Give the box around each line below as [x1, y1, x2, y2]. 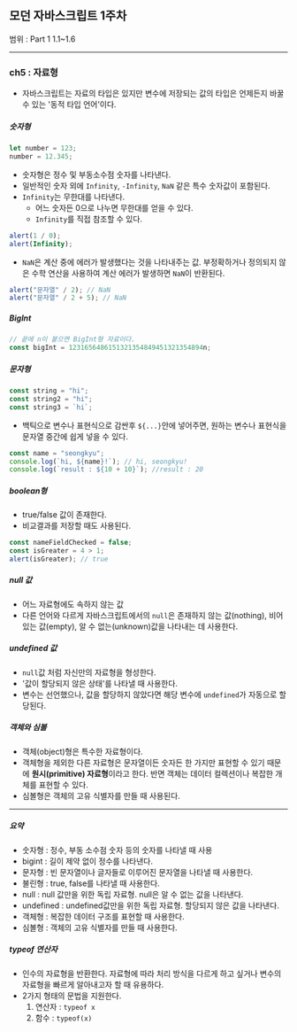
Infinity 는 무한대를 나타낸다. [21, 191, 126, 202]
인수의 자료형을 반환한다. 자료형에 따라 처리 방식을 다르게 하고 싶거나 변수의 [21, 968, 282, 979]
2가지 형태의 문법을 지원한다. [21, 990, 122, 1001]
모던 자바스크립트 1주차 [9, 8, 127, 24]
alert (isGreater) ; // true [9, 555, 109, 563]
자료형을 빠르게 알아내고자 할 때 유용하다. [21, 979, 164, 989]
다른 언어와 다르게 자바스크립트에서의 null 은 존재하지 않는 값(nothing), [21, 609, 268, 620]
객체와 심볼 [9, 722, 47, 733]
